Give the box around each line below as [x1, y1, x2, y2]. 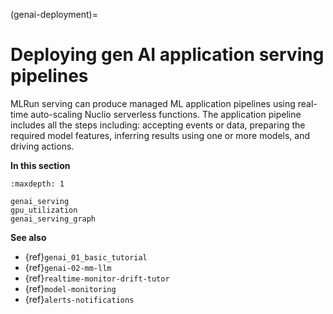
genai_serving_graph [10, 214, 97, 224]
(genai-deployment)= [10, 9, 98, 20]
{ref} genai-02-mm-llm [24, 261, 112, 273]
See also [10, 231, 47, 243]
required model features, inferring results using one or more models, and [10, 129, 311, 141]
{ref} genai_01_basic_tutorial [24, 250, 148, 263]
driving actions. [10, 140, 75, 152]
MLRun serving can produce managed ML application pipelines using [10, 97, 296, 109]
